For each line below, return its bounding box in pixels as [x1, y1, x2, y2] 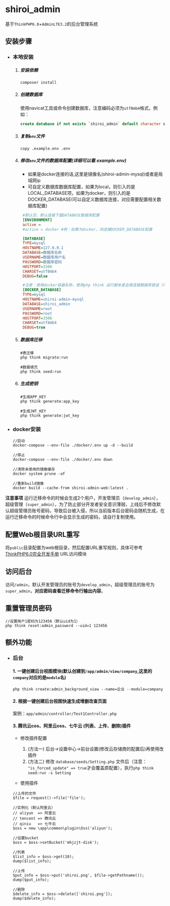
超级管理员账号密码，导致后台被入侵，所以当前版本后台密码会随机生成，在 [9, 508, 165, 514]
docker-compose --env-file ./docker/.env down [12, 457, 113, 462]
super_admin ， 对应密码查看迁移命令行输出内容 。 [5, 587, 106, 594]
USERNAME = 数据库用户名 [22, 255, 66, 260]
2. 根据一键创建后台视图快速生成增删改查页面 [12, 698, 107, 704]
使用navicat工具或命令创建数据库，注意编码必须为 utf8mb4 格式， [20, 105, 153, 111]
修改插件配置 [20, 735, 47, 741]
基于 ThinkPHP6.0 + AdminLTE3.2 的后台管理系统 [5, 21, 98, 27]
